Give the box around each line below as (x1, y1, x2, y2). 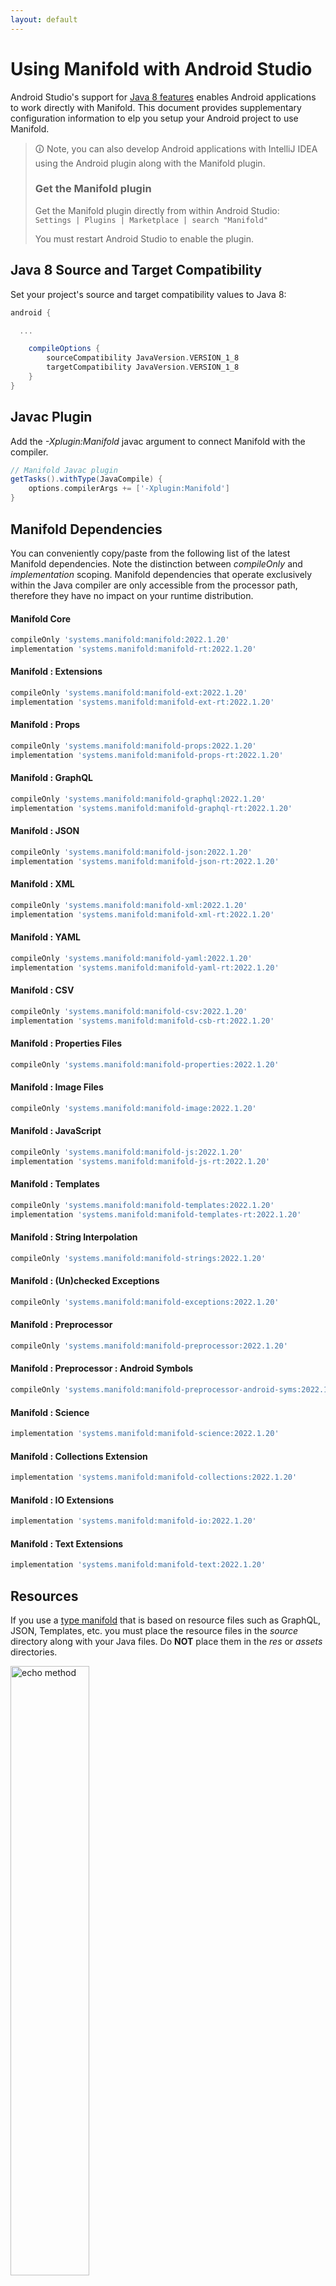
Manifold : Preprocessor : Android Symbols (10, 1362, 194, 1375)
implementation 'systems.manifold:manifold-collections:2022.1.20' (10, 1472, 298, 1483)
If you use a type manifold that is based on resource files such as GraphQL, (10, 1614, 322, 1626)
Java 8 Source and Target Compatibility (10, 262, 263, 279)
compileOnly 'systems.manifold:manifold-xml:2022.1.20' (10, 900, 248, 910)
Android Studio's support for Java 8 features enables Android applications (10, 91, 317, 103)
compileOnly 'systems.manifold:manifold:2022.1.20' (10, 635, 230, 645)
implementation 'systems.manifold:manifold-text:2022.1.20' (10, 1560, 267, 1570)
